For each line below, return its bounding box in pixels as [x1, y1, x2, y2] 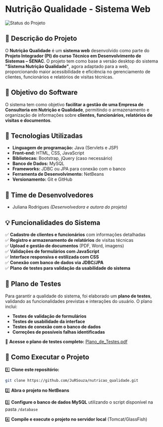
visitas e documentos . [5, 117, 52, 123]
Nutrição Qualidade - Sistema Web [5, 3, 151, 15]
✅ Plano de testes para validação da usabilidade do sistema [5, 265, 130, 271]
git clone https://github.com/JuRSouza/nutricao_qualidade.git [5, 378, 139, 383]
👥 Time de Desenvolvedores [5, 191, 94, 199]
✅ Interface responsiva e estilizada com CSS [5, 254, 99, 260]
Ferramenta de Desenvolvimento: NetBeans [12, 171, 104, 177]
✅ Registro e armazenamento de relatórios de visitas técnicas [5, 237, 134, 243]
